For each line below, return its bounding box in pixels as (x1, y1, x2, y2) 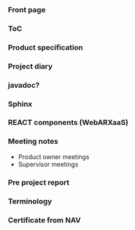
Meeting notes (8, 137, 59, 147)
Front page (8, 5, 46, 15)
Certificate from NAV (8, 215, 81, 225)
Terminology (8, 196, 52, 206)
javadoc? (8, 80, 40, 90)
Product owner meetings (17, 152, 90, 161)
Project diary (8, 61, 53, 71)
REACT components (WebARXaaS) (8, 118, 129, 128)
